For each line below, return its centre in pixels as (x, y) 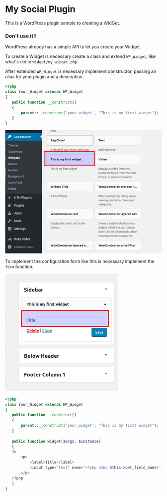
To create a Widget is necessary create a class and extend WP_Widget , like (81, 56)
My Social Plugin (40, 9)
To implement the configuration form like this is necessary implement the (80, 261)
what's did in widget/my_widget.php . (42, 62)
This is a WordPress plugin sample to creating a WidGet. (63, 23)
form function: (19, 266)
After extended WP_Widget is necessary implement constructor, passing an (81, 71)
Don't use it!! (21, 36)
